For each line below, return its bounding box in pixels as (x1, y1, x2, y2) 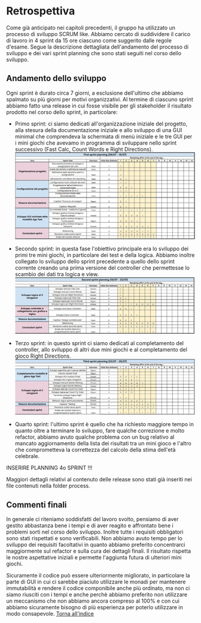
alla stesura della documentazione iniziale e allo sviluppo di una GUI (14, 126, 182, 133)
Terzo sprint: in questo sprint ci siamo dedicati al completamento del (14, 340, 184, 347)
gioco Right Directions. (14, 352, 72, 360)
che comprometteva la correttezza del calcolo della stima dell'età (14, 446, 176, 454)
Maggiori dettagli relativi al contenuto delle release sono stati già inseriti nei (6, 476, 193, 483)
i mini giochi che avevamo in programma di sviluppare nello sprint (14, 139, 177, 146)
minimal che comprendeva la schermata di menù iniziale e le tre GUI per (14, 133, 193, 140)
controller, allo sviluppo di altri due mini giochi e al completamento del (14, 346, 187, 354)
